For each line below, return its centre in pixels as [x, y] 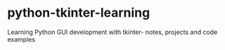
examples [21, 39]
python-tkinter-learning [79, 13]
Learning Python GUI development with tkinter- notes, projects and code [112, 32]
